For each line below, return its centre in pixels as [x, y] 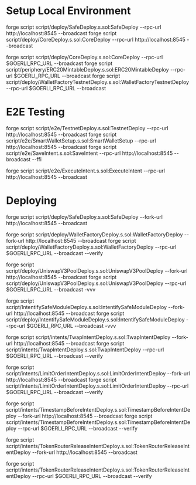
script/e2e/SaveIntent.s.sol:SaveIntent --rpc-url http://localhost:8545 [90, 153]
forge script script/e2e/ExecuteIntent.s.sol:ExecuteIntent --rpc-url [86, 171]
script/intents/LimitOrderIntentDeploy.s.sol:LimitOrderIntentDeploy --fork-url [98, 373]
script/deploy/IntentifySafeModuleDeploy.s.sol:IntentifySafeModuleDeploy [96, 319]
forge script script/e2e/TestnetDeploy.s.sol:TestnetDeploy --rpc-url [87, 128]
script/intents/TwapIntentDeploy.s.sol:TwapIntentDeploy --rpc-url [85, 350]
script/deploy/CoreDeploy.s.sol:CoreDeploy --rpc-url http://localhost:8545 [96, 39]
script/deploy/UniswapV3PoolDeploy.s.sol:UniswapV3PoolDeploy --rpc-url [96, 283]
